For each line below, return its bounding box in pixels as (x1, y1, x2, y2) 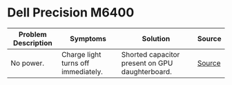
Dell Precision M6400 (7, 5, 135, 21)
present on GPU (121, 58, 173, 68)
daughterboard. (121, 66, 173, 76)
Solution (142, 34, 171, 43)
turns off (61, 58, 90, 68)
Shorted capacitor (121, 49, 180, 59)
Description (12, 38, 53, 47)
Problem (18, 29, 47, 39)
